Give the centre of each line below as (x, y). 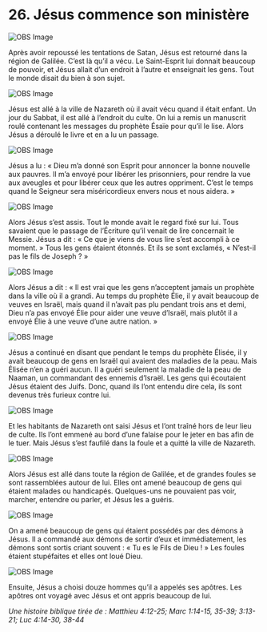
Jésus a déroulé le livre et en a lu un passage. (84, 135)
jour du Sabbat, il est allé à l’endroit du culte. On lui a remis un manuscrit (127, 117)
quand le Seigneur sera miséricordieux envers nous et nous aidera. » (122, 191)
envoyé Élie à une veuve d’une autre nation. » (83, 321)
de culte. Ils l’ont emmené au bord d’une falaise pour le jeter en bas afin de (131, 434)
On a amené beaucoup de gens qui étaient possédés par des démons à (126, 530)
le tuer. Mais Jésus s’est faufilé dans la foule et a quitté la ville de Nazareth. (132, 443)
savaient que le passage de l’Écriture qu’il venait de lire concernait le (122, 231)
